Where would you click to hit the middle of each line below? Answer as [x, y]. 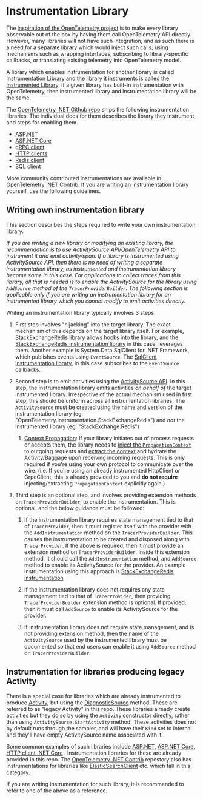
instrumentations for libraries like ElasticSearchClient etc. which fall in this [98, 766]
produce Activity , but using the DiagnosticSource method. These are [92, 703]
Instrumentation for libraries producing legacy [95, 672]
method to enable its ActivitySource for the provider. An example [105, 565]
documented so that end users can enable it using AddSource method [110, 646]
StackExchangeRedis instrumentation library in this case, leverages [99, 343]
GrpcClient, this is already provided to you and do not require [101, 477]
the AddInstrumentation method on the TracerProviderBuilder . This [108, 533]
